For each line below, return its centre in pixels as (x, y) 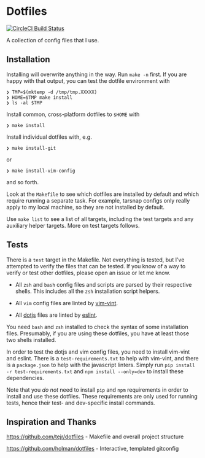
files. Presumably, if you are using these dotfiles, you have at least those (98, 333)
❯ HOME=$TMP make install (39, 97)
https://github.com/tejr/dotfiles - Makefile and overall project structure (95, 437)
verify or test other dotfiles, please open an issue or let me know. (88, 273)
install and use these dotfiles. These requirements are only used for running (102, 396)
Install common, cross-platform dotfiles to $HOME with (73, 114)
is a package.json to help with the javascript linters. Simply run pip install (101, 365)
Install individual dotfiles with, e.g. (49, 137)
